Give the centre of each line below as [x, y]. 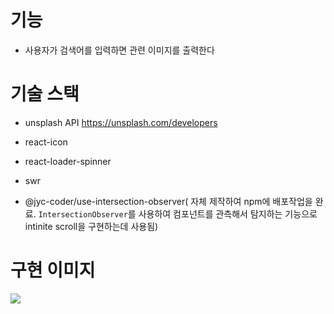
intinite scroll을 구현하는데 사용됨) [91, 226]
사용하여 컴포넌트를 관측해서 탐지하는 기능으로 [228, 213]
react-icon [46, 142]
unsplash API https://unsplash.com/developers [121, 122]
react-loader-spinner [68, 161]
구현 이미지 [53, 270]
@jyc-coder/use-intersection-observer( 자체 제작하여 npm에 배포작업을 [168, 201]
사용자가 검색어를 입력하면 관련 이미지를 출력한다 [119, 50]
